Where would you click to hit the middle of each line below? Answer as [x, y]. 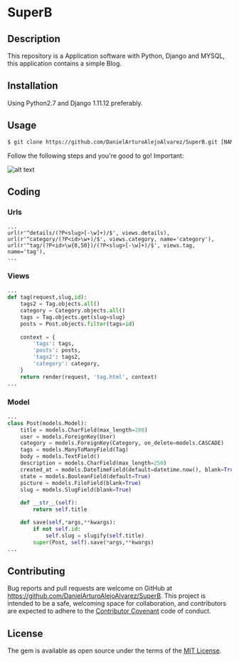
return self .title [60, 510]
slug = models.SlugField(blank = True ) [76, 489]
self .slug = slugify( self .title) [95, 536]
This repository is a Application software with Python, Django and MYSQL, [116, 56]
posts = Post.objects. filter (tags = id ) [78, 324]
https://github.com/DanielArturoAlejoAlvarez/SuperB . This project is [107, 596]
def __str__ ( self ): [49, 503]
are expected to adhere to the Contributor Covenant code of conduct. [109, 611]
